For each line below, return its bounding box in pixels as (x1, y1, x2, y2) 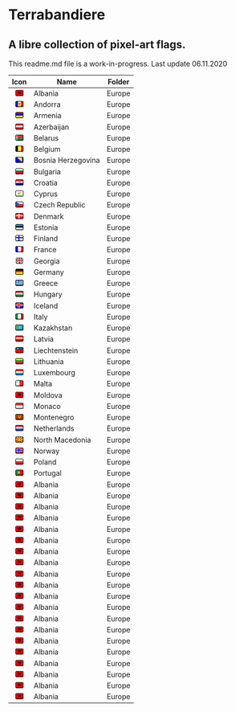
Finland (33, 234, 59, 243)
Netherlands (33, 424, 75, 433)
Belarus (33, 133, 59, 142)
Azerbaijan (33, 122, 70, 132)
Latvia (33, 334, 55, 344)
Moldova (33, 390, 63, 399)
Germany (33, 267, 64, 276)
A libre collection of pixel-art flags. (8, 38, 186, 51)
